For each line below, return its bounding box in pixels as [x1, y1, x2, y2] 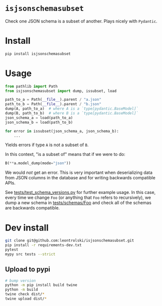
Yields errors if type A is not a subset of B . [5, 142, 89, 148]
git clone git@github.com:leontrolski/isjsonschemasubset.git [5, 238, 134, 243]
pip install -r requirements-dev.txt [5, 243, 82, 248]
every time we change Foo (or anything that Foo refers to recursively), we [5, 194, 151, 201]
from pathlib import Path [5, 84, 58, 89]
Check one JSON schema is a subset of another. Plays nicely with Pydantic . [5, 18, 158, 24]
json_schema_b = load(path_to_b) [5, 120, 73, 125]
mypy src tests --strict [5, 251, 56, 257]
